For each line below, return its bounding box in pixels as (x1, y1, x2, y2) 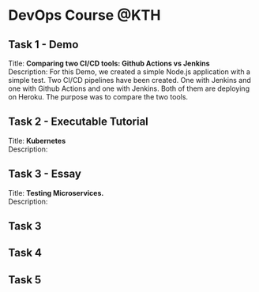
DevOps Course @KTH (8, 6, 161, 24)
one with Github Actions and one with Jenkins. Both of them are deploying (8, 84, 250, 93)
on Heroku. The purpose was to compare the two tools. (8, 92, 188, 101)
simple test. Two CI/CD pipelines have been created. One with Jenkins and (8, 76, 251, 84)
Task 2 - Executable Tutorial (8, 115, 148, 129)
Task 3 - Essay (8, 167, 81, 181)
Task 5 (8, 273, 42, 286)
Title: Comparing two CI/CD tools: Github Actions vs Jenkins (8, 58, 211, 68)
